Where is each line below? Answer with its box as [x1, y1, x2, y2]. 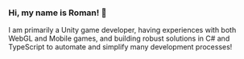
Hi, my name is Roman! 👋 [8, 7, 107, 18]
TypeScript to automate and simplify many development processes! [8, 42, 233, 52]
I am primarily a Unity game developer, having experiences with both [8, 26, 237, 35]
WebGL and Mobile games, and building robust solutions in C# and [8, 33, 230, 43]
